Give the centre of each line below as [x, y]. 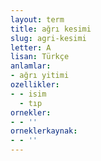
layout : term [37, 19]
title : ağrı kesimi [51, 29]
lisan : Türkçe [40, 57]
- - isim [28, 94]
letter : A [31, 47]
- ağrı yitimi [40, 76]
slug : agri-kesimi [48, 38]
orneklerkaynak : [44, 131]
